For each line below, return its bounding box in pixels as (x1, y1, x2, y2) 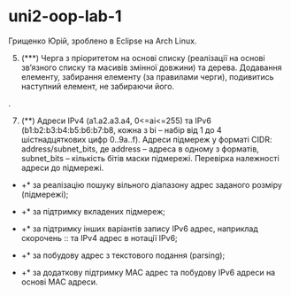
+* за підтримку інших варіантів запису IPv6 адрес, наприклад (20, 223, 258, 234)
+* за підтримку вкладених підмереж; (20, 206, 165, 216)
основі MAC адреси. (20, 277, 98, 287)
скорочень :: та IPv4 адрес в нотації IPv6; (20, 232, 178, 243)
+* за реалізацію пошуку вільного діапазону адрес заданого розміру (20, 179, 282, 190)
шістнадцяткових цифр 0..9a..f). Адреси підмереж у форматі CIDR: (20, 134, 272, 144)
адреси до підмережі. (20, 162, 104, 173)
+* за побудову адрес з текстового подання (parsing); (20, 250, 226, 261)
